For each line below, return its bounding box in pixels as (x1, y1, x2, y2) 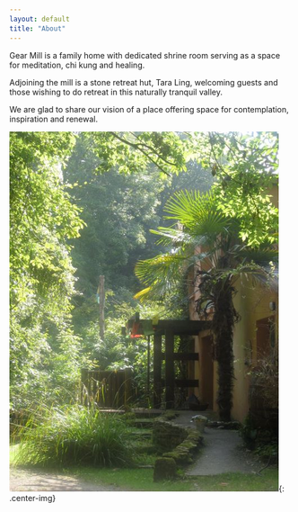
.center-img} (9, 492, 57, 503)
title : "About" (9, 23, 66, 33)
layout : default (9, 14, 70, 23)
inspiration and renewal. (9, 113, 99, 124)
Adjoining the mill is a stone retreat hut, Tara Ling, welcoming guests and (9, 76, 278, 87)
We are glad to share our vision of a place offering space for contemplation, (9, 103, 289, 114)
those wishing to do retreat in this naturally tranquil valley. (9, 86, 223, 97)
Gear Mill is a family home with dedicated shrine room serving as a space (9, 49, 281, 60)
